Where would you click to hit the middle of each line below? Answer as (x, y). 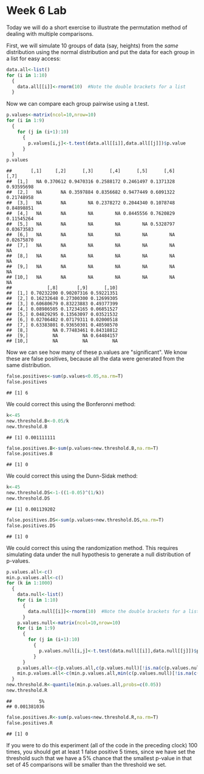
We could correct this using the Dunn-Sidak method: (72, 476)
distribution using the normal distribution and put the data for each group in (100, 52)
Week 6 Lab (36, 11)
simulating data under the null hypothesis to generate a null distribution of (99, 554)
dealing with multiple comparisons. (50, 33)
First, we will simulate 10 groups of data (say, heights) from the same (92, 46)
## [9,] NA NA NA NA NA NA (90, 267)
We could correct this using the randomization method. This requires (92, 548)
